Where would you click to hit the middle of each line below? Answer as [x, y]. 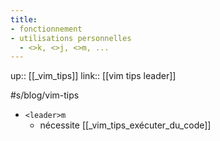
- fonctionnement [46, 29]
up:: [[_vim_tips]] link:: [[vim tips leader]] [93, 76]
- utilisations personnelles [71, 38]
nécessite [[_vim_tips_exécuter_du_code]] [125, 125]
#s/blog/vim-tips [45, 95]
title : [24, 19]
